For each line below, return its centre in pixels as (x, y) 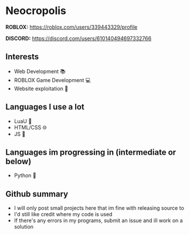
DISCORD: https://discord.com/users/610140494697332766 (79, 38)
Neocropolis (36, 11)
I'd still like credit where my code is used (63, 214)
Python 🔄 (25, 176)
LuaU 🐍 (23, 121)
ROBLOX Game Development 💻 (52, 80)
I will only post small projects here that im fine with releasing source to (99, 208)
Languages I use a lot (45, 107)
